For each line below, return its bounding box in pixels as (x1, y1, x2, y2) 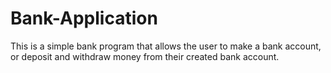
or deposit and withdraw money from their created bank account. (10, 50, 280, 62)
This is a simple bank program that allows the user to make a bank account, (10, 40, 322, 52)
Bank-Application (10, 7, 158, 30)
